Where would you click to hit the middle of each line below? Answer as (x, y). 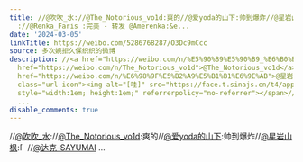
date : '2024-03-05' (46, 34)
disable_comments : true (54, 110)
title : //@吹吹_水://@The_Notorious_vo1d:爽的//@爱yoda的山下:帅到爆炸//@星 (147, 18)
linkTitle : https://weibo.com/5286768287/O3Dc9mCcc (108, 43)
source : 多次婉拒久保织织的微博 (63, 51)
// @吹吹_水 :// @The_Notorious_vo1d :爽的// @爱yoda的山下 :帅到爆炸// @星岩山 (151, 137)
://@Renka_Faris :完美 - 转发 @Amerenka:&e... (104, 26)
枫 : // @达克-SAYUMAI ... (57, 148)
